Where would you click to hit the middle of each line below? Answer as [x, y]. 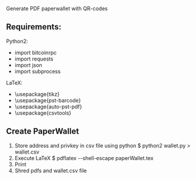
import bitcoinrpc [36, 52]
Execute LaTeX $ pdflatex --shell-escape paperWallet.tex [84, 158]
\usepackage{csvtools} [43, 113]
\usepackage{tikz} [37, 94]
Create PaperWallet [43, 131]
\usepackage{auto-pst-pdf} [48, 106]
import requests [34, 59]
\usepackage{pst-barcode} [48, 100]
